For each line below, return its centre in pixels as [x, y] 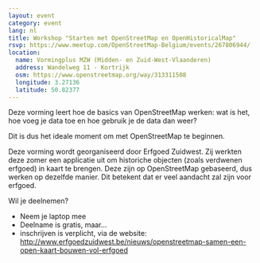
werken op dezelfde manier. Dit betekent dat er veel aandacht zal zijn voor [130, 177]
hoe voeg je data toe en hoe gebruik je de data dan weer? [103, 121]
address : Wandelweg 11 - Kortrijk [72, 68]
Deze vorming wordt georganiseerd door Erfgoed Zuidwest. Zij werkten [125, 151]
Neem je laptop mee [53, 217]
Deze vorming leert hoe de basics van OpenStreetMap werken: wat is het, [129, 112]
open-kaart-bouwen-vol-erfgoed [74, 250]
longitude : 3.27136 [48, 82]
